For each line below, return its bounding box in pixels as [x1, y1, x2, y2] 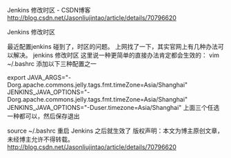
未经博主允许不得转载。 [7, 135, 74, 143]
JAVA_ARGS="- [27, 74, 71, 81]
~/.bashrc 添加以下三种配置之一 [7, 60, 97, 67]
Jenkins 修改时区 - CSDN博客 [7, 6, 91, 14]
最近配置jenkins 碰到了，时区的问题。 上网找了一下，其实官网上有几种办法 [7, 43, 219, 50]
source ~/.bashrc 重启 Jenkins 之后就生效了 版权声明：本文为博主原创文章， [7, 126, 224, 135]
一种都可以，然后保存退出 [7, 112, 80, 120]
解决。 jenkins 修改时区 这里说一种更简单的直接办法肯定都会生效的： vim [12, 51, 219, 59]
